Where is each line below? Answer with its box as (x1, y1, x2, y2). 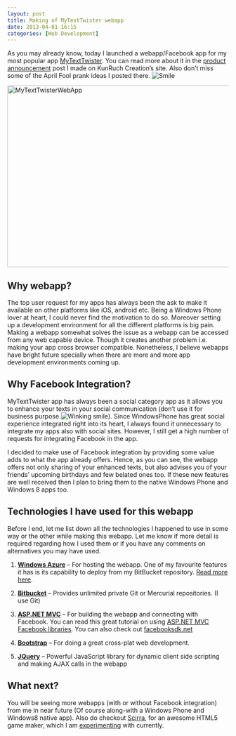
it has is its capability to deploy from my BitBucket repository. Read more (17, 567, 228, 576)
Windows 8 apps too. (7, 485, 69, 494)
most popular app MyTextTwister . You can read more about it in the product (7, 57, 226, 65)
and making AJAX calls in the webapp (17, 659, 128, 668)
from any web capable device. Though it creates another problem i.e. (7, 336, 208, 344)
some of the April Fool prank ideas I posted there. (7, 72, 151, 80)
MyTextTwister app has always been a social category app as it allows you (7, 397, 223, 405)
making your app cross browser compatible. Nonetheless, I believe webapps (7, 343, 229, 352)
